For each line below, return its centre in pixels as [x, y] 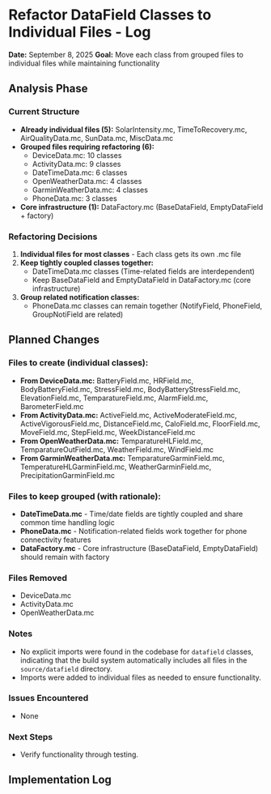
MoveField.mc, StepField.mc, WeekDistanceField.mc [108, 432]
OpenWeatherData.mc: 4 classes [87, 181]
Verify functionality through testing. [79, 754]
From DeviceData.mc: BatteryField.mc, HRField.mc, [107, 380]
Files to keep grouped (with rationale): [85, 496]
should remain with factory [65, 557]
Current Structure [44, 112]
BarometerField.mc [52, 406]
